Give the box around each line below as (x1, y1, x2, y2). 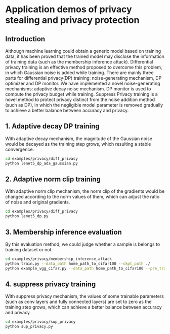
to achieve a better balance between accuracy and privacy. (5, 108, 129, 113)
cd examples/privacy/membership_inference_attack (5, 256, 112, 261)
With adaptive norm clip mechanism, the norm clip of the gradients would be (5, 188, 165, 194)
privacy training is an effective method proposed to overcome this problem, (5, 64, 162, 70)
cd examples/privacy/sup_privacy (5, 319, 76, 324)
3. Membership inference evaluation (5, 227, 122, 237)
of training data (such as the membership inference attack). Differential (5, 59, 153, 64)
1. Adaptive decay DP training (5, 122, 100, 130)
